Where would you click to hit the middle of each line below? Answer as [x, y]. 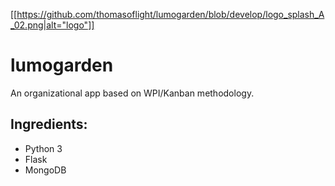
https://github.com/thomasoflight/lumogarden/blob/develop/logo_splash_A [170, 14]
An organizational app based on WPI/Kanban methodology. [132, 93]
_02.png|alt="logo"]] [52, 25]
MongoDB [45, 170]
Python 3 [43, 148]
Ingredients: [49, 124]
